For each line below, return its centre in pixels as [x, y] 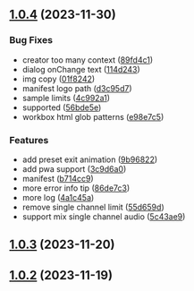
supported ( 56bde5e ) [62, 107]
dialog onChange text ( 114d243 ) [81, 69]
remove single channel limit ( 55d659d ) [93, 207]
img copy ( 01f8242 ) [59, 79]
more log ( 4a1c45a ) [58, 197]
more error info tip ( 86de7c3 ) [76, 188]
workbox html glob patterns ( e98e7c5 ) [93, 116]
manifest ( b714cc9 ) [58, 178]
